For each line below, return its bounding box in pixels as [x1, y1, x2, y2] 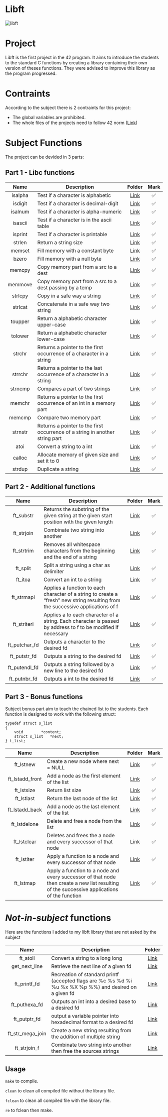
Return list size [46, 787, 81, 794]
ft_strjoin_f [14, 1045, 39, 1052]
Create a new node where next [46, 758, 119, 765]
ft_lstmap [14, 880, 36, 887]
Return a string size [37, 239, 83, 246]
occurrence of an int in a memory [37, 399, 116, 406]
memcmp [9, 414, 31, 421]
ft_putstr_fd [9, 653, 36, 660]
